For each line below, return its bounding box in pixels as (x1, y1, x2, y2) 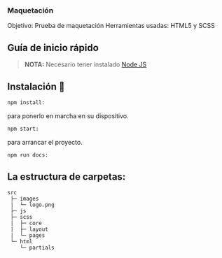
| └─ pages (10, 232, 46, 239)
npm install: (7, 99, 46, 106)
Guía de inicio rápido (7, 41, 99, 54)
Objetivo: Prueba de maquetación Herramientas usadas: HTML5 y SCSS (7, 22, 215, 30)
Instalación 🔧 (7, 80, 65, 92)
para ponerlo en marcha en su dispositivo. (7, 111, 129, 120)
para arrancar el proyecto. (7, 138, 83, 146)
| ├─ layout (10, 226, 49, 233)
